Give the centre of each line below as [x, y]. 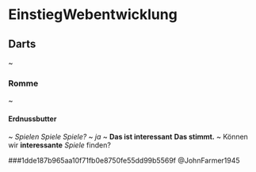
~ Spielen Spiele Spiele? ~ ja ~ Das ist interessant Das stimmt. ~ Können [128, 136]
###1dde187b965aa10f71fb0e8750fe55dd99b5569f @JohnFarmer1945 [124, 160]
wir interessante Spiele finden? [59, 145]
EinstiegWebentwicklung [93, 15]
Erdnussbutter [32, 118]
